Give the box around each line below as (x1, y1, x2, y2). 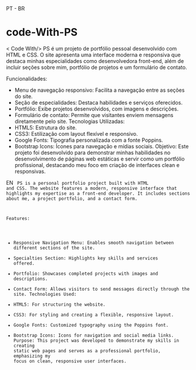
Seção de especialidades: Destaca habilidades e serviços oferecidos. (14, 99, 183, 106)
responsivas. (14, 168, 46, 175)
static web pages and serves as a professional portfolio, (13, 348, 161, 354)
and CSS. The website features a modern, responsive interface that (6, 185, 177, 191)
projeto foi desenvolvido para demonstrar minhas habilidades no (14, 149, 171, 156)
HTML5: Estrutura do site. (14, 124, 77, 131)
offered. (13, 260, 35, 266)
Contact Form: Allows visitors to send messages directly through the (13, 286, 190, 292)
